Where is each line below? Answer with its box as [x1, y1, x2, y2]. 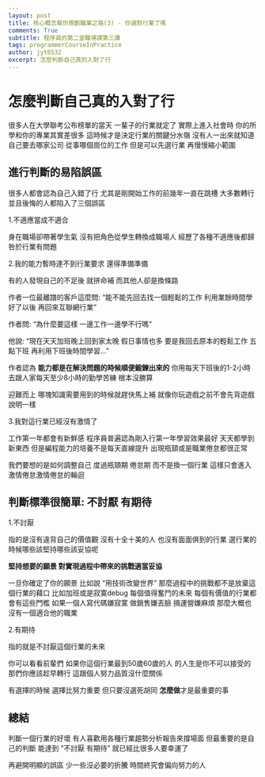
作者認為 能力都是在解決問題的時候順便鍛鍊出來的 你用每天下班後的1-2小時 [8, 363, 252, 372]
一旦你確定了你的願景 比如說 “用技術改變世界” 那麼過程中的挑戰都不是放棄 [8, 579, 249, 588]
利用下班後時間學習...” [37, 346, 109, 356]
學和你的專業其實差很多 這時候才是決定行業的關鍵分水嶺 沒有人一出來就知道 [8, 130, 255, 140]
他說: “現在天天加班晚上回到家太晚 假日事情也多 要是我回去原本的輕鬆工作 [8, 336, 248, 345]
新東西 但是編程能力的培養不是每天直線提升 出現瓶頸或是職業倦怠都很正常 [8, 443, 248, 452]
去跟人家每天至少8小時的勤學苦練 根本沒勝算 [8, 372, 153, 382]
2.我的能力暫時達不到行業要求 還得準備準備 [8, 259, 149, 268]
